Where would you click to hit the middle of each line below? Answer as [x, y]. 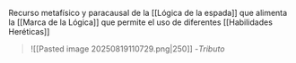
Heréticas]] [29, 31]
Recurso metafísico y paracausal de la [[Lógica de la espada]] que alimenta [148, 13]
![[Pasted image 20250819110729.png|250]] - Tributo [127, 49]
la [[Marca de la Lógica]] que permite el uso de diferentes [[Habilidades [140, 22]
